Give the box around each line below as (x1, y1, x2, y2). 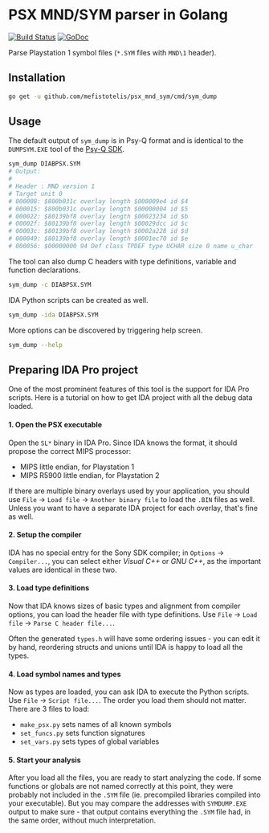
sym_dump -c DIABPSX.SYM (8, 280, 92, 288)
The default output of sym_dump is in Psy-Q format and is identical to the (8, 136, 243, 145)
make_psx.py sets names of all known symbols (19, 720, 172, 729)
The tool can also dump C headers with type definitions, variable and (8, 256, 237, 266)
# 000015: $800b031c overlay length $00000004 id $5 (8, 205, 189, 213)
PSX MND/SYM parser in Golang (8, 6, 229, 24)
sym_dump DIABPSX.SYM (8, 160, 81, 168)
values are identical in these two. (8, 565, 118, 574)
